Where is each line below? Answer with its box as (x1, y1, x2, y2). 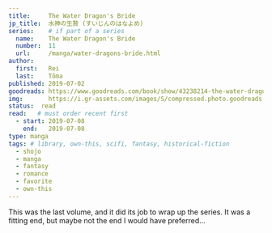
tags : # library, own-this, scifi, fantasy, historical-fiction (8, 139, 230, 148)
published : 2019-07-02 (8, 79, 85, 87)
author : (8, 57, 35, 66)
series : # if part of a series (8, 27, 125, 35)
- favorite (15, 177, 53, 186)
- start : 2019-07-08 (15, 117, 85, 125)
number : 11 (15, 42, 57, 50)
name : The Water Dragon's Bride (15, 34, 136, 43)
